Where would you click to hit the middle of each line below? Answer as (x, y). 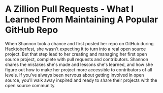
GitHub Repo (32, 30)
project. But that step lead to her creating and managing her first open (76, 54)
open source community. (30, 85)
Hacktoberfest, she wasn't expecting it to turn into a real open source (76, 49)
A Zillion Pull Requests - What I (69, 9)
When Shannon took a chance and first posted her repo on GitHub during (80, 43)
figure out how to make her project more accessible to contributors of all (79, 69)
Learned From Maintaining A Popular (82, 19)
